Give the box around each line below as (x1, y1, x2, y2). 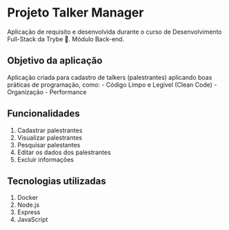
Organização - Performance (7, 87, 87, 96)
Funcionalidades (7, 108, 81, 120)
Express (17, 208, 41, 216)
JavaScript (17, 216, 48, 224)
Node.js (17, 201, 40, 209)
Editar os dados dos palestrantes (17, 148, 112, 156)
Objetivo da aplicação (7, 55, 103, 67)
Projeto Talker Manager (7, 5, 144, 21)
